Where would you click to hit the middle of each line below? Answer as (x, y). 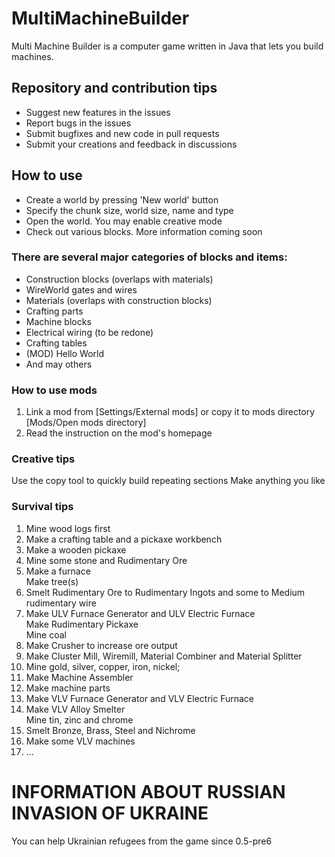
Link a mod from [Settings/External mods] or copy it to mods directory (170, 412)
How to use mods (54, 390)
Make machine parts (68, 688)
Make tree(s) (52, 581)
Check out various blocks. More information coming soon (144, 231)
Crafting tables (56, 343)
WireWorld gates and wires (81, 289)
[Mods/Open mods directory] (86, 423)
